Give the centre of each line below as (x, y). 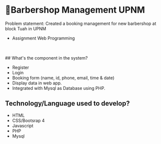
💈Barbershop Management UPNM (75, 10)
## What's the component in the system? (46, 58)
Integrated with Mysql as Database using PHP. (59, 88)
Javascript (23, 125)
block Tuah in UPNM (26, 28)
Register (20, 67)
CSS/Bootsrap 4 (28, 120)
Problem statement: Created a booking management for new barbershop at (81, 23)
